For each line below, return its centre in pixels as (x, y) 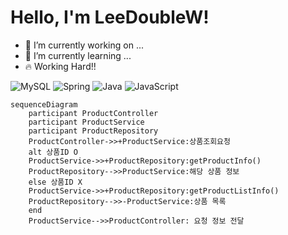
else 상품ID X (55, 182)
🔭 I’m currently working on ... (84, 45)
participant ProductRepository (93, 131)
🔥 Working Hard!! (60, 66)
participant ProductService (86, 122)
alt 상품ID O (53, 152)
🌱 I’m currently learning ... (78, 55)
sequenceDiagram (44, 104)
